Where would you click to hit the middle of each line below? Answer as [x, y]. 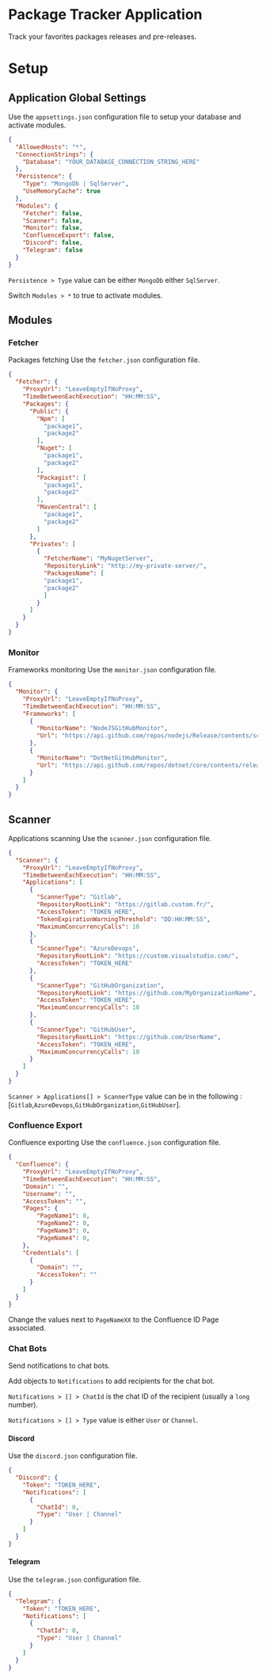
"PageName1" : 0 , [63, 1216]
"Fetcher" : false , [53, 213]
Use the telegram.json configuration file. [74, 1579]
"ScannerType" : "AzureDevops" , [88, 949]
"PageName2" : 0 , [63, 1224]
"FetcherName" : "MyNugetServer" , [99, 559]
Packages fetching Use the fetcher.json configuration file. [104, 360]
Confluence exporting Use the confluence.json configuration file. [115, 1143]
